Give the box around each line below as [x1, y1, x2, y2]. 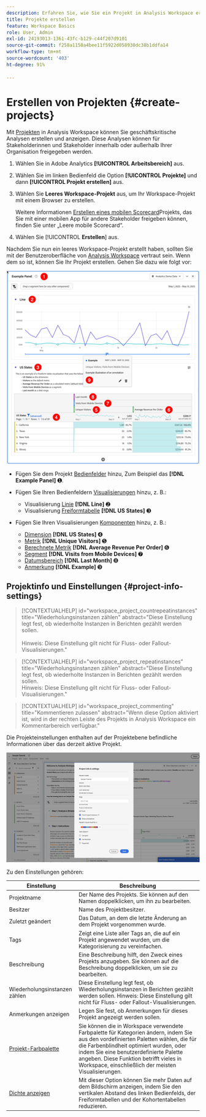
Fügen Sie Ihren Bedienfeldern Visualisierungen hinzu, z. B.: [15, 489, 167, 496]
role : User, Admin [6, 29, 53, 36]
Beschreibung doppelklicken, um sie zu [78, 964, 178, 971]
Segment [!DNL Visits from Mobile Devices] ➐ [24, 551, 143, 558]
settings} [6, 590, 43, 601]
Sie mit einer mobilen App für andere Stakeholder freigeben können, [15, 215, 188, 223]
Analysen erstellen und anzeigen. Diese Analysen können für [6, 135, 161, 142]
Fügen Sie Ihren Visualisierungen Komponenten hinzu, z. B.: [15, 519, 167, 527]
